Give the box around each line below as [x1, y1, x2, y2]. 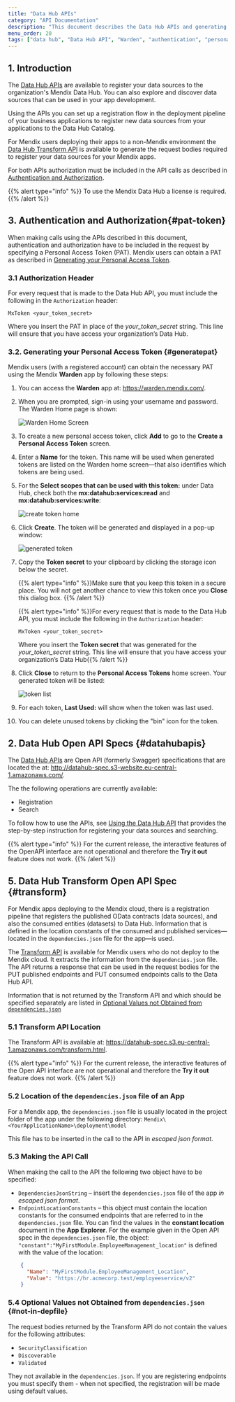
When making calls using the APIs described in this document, [8, 233, 188, 241]
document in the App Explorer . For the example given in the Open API [17, 1226, 219, 1234]
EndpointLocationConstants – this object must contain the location [17, 1203, 208, 1212]
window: [17, 531, 43, 539]
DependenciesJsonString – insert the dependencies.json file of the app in [17, 1189, 225, 1197]
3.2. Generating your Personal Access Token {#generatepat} [8, 347, 218, 357]
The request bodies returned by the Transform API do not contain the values [8, 1322, 227, 1331]
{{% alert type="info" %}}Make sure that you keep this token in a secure [17, 579, 226, 588]
